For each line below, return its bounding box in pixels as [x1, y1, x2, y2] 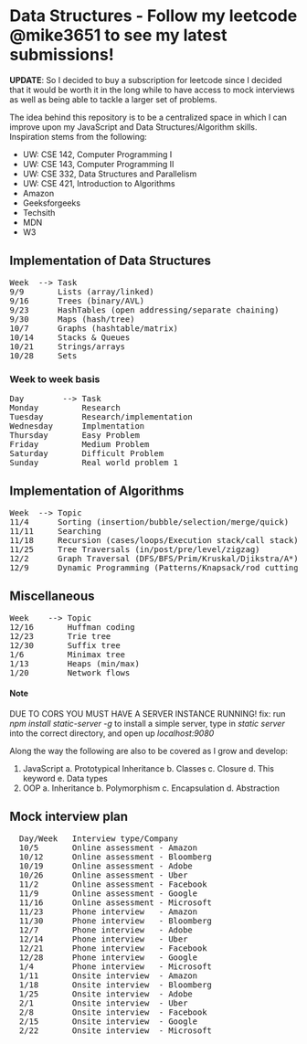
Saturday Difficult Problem [9, 449, 164, 459]
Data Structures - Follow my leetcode [9, 5, 298, 27]
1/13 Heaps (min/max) [9, 658, 140, 668]
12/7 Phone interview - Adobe [18, 924, 194, 935]
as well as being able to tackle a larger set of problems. [9, 93, 217, 105]
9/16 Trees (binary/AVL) [9, 295, 145, 306]
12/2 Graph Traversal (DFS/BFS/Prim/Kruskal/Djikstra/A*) [9, 553, 299, 563]
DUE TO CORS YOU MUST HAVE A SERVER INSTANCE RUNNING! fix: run [9, 708, 286, 719]
